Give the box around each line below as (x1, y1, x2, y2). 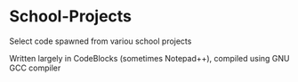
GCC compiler (9, 62, 61, 73)
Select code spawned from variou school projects (9, 36, 192, 46)
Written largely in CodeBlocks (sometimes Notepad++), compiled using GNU (9, 53, 290, 63)
